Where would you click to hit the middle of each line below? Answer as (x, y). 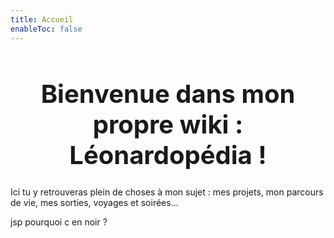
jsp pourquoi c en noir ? (59, 222)
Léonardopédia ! (168, 155)
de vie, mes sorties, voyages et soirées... (94, 203)
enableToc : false (46, 29)
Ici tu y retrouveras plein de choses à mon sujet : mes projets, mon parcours (167, 192)
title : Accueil (42, 19)
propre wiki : (168, 124)
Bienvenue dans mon (168, 93)
